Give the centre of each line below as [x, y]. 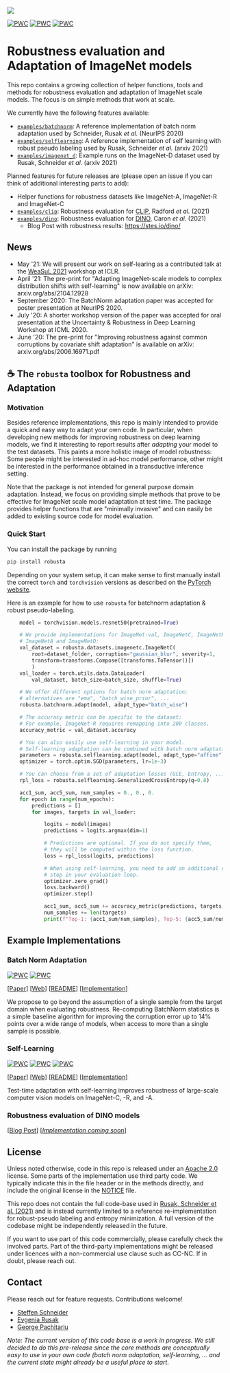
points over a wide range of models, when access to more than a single [108, 1023]
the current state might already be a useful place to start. [88, 1362]
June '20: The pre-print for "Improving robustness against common [112, 337]
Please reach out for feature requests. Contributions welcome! [95, 1299]
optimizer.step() [68, 894]
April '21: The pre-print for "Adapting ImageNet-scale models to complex [119, 278]
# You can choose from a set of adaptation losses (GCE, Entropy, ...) [124, 774]
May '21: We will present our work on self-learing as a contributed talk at [119, 264]
